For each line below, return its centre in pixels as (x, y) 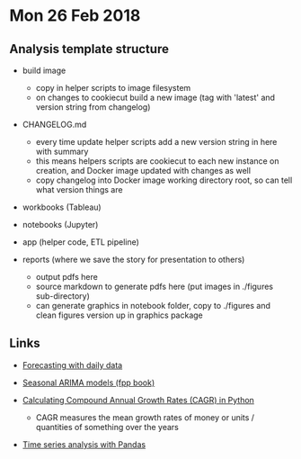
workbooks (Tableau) (62, 207)
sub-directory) (62, 296)
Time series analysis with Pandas (84, 444)
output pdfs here (67, 277)
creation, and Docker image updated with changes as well (143, 171)
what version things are (79, 189)
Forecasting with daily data (72, 364)
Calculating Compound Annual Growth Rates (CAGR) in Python (138, 400)
